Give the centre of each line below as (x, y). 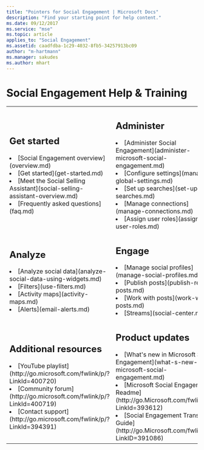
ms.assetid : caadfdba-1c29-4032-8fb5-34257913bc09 (72, 46)
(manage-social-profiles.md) (158, 275)
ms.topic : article (29, 35)
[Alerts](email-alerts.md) (54, 310)
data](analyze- (85, 271)
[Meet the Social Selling (52, 181)
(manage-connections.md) (155, 211)
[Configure (140, 173)
